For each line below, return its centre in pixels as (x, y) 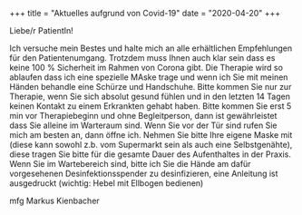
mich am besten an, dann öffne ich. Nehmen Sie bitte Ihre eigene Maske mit (151, 135)
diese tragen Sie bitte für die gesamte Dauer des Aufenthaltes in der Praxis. (151, 154)
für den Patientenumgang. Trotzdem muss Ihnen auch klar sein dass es (142, 58)
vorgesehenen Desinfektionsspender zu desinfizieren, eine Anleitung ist (144, 173)
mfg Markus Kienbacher (54, 200)
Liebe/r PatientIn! (42, 30)
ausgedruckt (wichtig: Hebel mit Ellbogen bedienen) (107, 183)
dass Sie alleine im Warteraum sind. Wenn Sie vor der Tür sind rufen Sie (143, 125)
